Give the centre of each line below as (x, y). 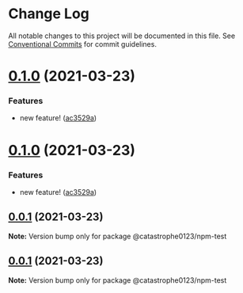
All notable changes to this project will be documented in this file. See (122, 36)
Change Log (49, 14)
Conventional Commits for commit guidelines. (82, 44)
